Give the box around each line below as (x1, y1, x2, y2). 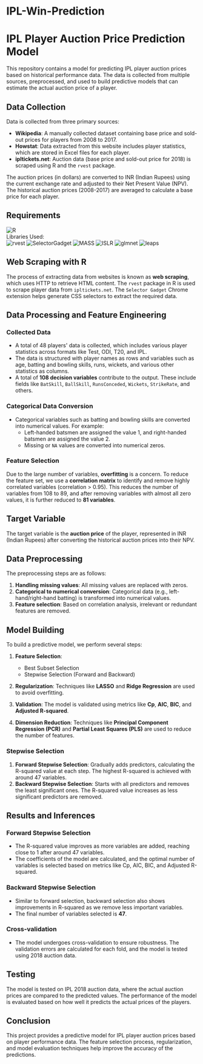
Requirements (6, 210, 61, 221)
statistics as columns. (15, 368, 70, 375)
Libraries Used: (6, 233, 44, 240)
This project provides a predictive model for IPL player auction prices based (6, 1032, 196, 1039)
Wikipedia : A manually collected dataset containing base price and (15, 129, 183, 137)
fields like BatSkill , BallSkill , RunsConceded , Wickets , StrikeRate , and (15, 381, 190, 388)
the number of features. (15, 732, 75, 739)
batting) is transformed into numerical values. (57, 594, 171, 602)
